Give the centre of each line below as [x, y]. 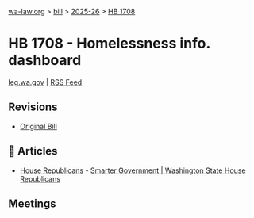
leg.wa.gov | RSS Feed [45, 82]
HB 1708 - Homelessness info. [109, 44]
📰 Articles [33, 151]
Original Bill [38, 126]
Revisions [33, 107]
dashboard [45, 61]
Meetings [33, 203]
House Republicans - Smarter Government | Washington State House [133, 170]
